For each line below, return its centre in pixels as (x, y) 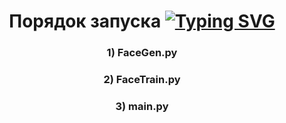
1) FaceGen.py (142, 53)
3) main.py (142, 106)
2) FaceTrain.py (142, 80)
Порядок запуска (85, 21)
